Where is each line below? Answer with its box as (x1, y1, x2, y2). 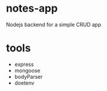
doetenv (14, 79, 35, 86)
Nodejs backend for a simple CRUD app (6, 21, 102, 28)
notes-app (6, 2, 58, 15)
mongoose (14, 66, 41, 74)
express (14, 61, 34, 68)
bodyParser (14, 73, 43, 80)
